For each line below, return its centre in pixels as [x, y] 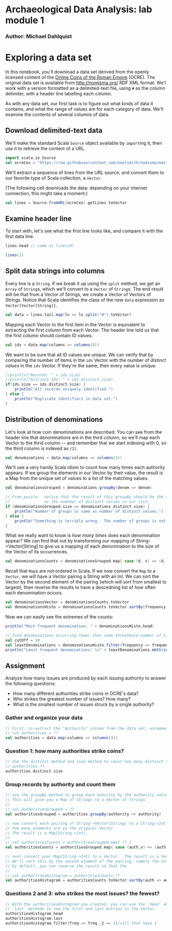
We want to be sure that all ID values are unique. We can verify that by [79, 355]
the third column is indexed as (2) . [42, 448]
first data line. [20, 237]
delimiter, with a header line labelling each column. [59, 94]
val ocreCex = [20, 163]
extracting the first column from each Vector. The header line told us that [82, 330]
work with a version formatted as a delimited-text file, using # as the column [85, 88]
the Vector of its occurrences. [37, 552]
